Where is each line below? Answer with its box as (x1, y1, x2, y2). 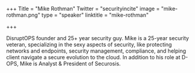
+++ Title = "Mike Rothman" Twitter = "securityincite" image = (6, 5, 160, 12)
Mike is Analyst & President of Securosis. (20, 60, 121, 67)
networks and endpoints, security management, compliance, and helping (6, 47, 187, 54)
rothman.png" (6, 11, 41, 19)
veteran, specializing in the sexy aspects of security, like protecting (6, 41, 172, 48)
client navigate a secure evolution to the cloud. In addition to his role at (6, 54, 181, 60)
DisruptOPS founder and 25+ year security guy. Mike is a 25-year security (6, 35, 190, 41)
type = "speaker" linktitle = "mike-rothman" (41, 11, 149, 19)
